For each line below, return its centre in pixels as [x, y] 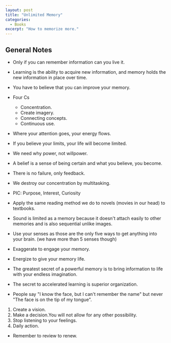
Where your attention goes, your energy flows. [62, 133]
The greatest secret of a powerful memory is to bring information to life [88, 269]
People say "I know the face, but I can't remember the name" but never [88, 294]
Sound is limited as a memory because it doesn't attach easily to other [87, 218]
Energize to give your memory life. [49, 259]
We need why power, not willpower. [50, 153]
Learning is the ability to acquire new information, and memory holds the [89, 72]
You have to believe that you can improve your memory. [71, 87]
